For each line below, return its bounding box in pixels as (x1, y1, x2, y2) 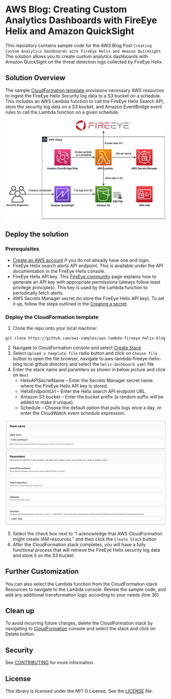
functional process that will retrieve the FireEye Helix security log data (12, 547, 160, 553)
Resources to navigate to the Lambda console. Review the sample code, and (5, 586, 166, 592)
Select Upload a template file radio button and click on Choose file (12, 350, 158, 356)
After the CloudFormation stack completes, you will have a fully (12, 541, 146, 547)
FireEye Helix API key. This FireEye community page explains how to (12, 273, 157, 279)
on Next (12, 372, 29, 378)
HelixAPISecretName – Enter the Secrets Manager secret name (20, 377, 153, 383)
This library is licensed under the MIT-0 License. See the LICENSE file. (5, 688, 153, 694)
